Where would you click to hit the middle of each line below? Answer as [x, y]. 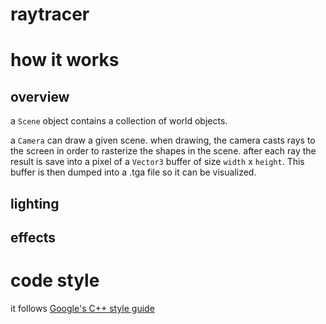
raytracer [50, 14]
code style [55, 280]
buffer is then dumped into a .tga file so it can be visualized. [133, 172]
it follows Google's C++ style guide [82, 308]
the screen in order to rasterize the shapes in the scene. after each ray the [163, 151]
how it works [65, 60]
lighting [35, 203]
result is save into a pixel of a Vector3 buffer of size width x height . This [157, 162]
